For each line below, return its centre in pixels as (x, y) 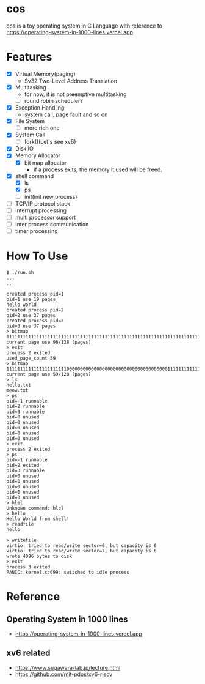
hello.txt (19, 385)
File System (30, 121)
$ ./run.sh (20, 273)
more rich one (42, 128)
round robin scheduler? (54, 101)
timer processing (36, 231)
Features (29, 57)
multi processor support (45, 217)
